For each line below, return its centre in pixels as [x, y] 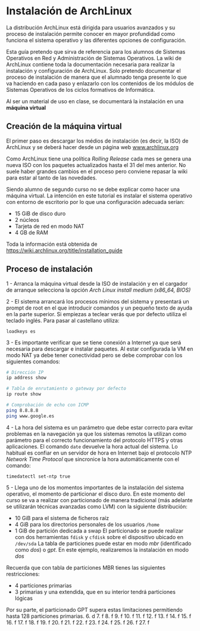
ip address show [26, 378]
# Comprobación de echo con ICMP [48, 405]
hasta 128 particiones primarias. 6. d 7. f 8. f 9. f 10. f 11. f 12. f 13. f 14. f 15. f [99, 616]
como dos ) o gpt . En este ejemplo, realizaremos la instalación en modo [102, 549]
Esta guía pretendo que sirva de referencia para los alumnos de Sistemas [96, 51]
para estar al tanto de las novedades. [51, 178]
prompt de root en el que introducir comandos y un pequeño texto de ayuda [99, 308]
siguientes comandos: [33, 361]
